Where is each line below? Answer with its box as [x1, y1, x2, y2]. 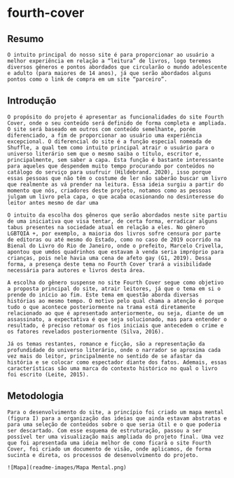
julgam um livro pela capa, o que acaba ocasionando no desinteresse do [7, 193, 224, 200]
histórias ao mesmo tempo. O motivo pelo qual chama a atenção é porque [7, 297, 224, 304]
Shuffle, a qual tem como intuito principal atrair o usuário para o [7, 144, 215, 151]
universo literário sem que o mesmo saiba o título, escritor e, [7, 150, 202, 157]
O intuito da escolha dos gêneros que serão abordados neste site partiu [7, 212, 228, 219]
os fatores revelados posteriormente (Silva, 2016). [7, 328, 165, 335]
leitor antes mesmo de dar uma [7, 199, 99, 206]
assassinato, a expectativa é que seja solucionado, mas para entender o [7, 315, 228, 323]
